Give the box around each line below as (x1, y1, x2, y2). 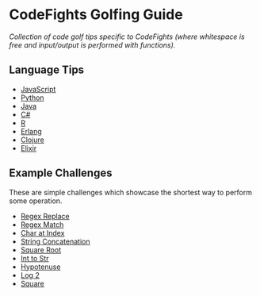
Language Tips (9, 63, 85, 77)
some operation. (9, 196, 63, 206)
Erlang (20, 126, 42, 136)
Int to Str (20, 253, 49, 263)
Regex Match (20, 220, 64, 229)
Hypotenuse (20, 262, 61, 271)
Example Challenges (9, 167, 113, 180)
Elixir (20, 143, 37, 152)
